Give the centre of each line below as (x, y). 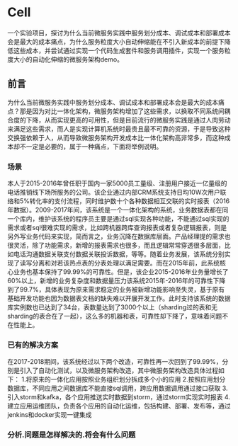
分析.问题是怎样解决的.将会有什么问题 (72, 435)
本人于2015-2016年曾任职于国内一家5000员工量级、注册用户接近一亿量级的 (117, 183)
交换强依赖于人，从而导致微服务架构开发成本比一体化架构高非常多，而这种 (116, 137)
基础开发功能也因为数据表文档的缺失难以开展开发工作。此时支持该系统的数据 (119, 299)
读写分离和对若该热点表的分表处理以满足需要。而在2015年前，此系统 (120, 263)
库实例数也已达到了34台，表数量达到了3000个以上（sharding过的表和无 (113, 307)
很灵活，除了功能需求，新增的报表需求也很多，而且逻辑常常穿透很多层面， (116, 246)
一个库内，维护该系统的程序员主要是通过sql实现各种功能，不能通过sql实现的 (118, 219)
